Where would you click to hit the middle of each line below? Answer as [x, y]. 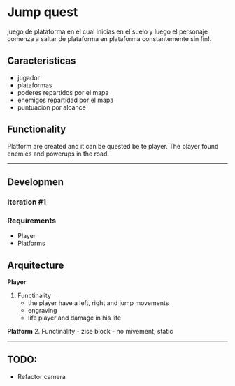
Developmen [36, 182]
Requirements [32, 221]
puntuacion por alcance [51, 107]
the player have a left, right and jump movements [98, 303]
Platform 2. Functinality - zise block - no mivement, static [90, 331]
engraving [42, 310]
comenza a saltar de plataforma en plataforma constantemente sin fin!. [109, 38]
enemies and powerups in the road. [58, 154]
